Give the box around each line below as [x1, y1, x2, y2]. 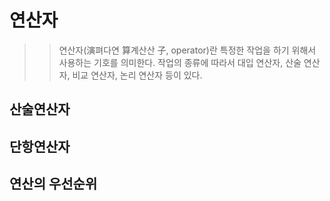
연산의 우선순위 [9, 176, 98, 193]
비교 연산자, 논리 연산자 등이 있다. [72, 69, 203, 81]
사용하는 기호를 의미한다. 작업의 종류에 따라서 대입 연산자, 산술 [58, 56, 302, 68]
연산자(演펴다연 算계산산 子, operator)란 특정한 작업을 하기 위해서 [58, 44, 317, 56]
